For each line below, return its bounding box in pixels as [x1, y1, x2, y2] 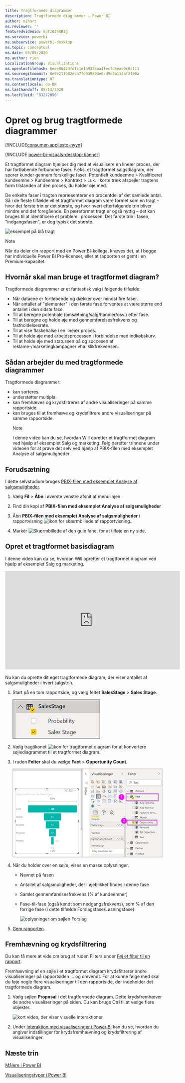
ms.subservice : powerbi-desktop [5, 40, 72, 45]
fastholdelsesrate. [12, 322, 50, 328]
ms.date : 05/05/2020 [5, 50, 48, 55]
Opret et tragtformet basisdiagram [5, 542, 114, 551]
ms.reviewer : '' [5, 24, 39, 29]
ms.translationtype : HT [5, 76, 55, 82]
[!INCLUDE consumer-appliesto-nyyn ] [5, 141, 82, 147]
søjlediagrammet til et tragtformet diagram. [12, 749, 101, 755]
